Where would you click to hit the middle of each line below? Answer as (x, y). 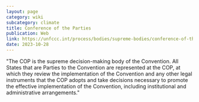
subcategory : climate (33, 22)
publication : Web (28, 34)
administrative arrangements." (43, 93)
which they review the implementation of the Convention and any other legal (99, 74)
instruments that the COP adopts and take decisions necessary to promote (97, 80)
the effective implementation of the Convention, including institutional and (96, 86)
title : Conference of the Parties (49, 28)
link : (13, 39)
